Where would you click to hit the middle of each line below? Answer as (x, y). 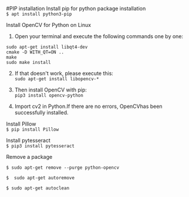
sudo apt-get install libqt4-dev (47, 47)
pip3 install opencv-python (49, 96)
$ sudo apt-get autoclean (38, 188)
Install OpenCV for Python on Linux (49, 25)
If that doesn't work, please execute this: (64, 73)
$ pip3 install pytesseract (41, 146)
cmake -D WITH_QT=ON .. (35, 52)
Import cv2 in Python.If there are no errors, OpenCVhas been (88, 106)
